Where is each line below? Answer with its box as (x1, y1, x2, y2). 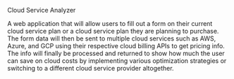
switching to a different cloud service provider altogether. (7, 64, 174, 72)
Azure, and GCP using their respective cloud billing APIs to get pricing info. (7, 42, 226, 50)
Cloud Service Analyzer (7, 6, 76, 14)
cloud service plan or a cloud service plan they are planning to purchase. (7, 27, 219, 35)
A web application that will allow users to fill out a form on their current (7, 20, 213, 27)
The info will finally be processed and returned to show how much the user (7, 49, 226, 57)
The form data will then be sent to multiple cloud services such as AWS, (7, 34, 216, 43)
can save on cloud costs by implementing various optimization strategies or (7, 57, 227, 65)
